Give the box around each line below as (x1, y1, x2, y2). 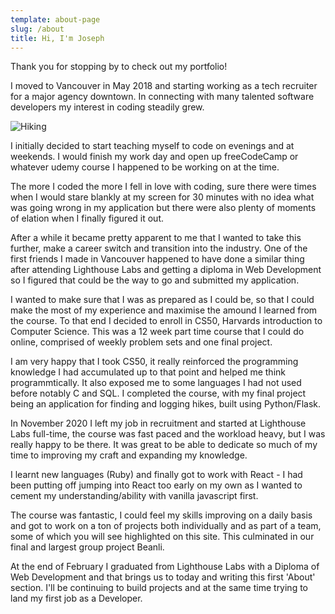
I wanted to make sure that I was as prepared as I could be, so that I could (10, 294, 315, 306)
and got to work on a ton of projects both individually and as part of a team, (10, 520, 322, 532)
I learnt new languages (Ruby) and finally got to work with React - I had (10, 469, 303, 481)
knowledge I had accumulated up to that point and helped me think (10, 366, 286, 378)
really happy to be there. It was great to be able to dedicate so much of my (10, 439, 318, 451)
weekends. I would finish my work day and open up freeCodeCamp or (10, 151, 299, 163)
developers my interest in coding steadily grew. (10, 101, 205, 113)
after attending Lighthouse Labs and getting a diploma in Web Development (10, 264, 322, 276)
